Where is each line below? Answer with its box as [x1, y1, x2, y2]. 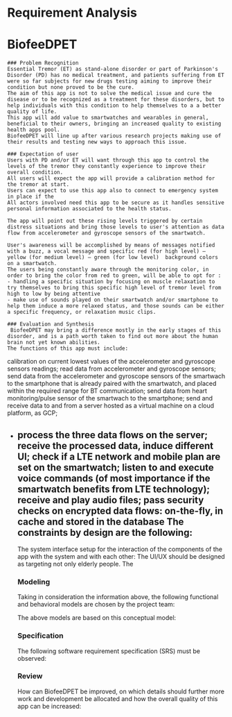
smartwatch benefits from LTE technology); [17, 483, 210, 495]
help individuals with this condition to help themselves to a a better [7, 102, 222, 109]
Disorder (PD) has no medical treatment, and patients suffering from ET [7, 71, 225, 79]
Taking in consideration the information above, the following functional [17, 593, 219, 601]
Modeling [17, 577, 51, 587]
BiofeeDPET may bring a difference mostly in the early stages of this [10, 327, 222, 334]
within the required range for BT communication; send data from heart [7, 387, 208, 395]
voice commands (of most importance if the [17, 472, 211, 484]
